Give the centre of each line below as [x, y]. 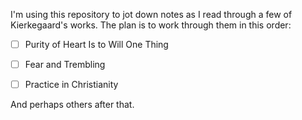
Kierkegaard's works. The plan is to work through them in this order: [151, 25]
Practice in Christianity [71, 85]
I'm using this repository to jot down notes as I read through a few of [151, 14]
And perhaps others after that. [72, 105]
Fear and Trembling [65, 65]
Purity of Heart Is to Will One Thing [96, 44]
